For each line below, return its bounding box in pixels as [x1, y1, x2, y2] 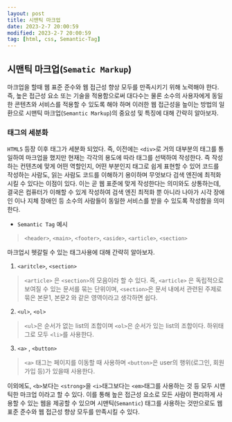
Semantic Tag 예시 [17, 220, 68, 228]
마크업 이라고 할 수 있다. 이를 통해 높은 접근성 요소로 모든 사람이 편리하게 [19, 390, 216, 398]
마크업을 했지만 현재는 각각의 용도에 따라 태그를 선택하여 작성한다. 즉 [25, 154, 211, 162]
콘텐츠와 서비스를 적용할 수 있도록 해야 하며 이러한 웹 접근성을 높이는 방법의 [14, 100, 218, 108]
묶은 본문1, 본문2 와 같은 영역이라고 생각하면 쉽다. [24, 293, 158, 302]
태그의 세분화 [7, 127, 48, 137]
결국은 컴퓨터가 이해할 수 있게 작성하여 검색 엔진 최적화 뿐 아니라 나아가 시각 [7, 188, 213, 196]
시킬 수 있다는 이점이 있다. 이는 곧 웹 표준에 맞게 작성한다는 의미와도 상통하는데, [7, 179, 222, 187]
